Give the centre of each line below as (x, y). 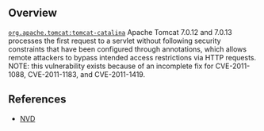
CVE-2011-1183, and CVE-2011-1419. (86, 74)
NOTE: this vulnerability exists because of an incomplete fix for (111, 66)
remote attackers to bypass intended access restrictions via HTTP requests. (132, 57)
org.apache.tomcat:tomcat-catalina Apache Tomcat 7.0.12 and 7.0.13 (120, 32)
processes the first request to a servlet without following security (115, 40)
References (37, 100)
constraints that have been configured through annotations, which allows (128, 49)
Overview (33, 13)
